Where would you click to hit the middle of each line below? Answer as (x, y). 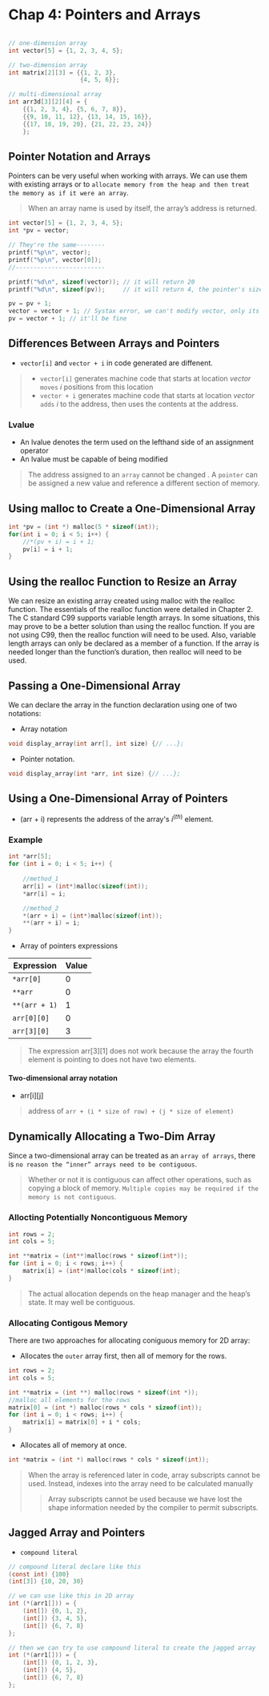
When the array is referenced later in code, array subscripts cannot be (144, 1475)
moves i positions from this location (96, 387)
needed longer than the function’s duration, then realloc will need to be (125, 652)
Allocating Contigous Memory (68, 1323)
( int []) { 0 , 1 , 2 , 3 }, (60, 1663)
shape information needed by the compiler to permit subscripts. (153, 1507)
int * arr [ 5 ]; (30, 856)
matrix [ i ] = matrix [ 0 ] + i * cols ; (82, 1422)
